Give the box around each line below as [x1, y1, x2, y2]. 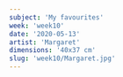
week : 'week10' [9, 21, 65, 30]
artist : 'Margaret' [9, 37, 81, 47]
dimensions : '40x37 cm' [9, 46, 97, 55]
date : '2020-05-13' [9, 29, 81, 38]
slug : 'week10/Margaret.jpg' [9, 54, 116, 63]
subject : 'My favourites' [9, 12, 104, 22]
